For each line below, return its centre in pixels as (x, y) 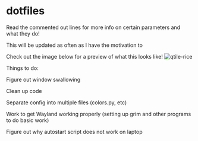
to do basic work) (28, 120)
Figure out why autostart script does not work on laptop (74, 132)
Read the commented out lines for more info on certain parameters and (93, 27)
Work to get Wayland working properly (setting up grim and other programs (99, 114)
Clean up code (24, 91)
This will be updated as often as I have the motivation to (74, 45)
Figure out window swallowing (43, 79)
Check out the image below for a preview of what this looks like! (85, 56)
